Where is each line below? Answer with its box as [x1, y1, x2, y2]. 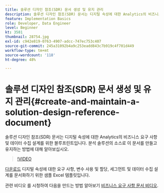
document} [5, 117, 52, 129]
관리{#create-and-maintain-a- [15, 96, 140, 107]
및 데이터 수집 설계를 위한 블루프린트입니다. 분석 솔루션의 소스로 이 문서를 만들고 [5, 140, 158, 146]
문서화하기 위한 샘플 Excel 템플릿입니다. [14, 172, 90, 178]
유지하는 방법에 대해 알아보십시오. [5, 146, 69, 152]
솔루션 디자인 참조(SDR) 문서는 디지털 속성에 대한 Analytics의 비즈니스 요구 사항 [5, 134, 158, 140]
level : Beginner [5, 25, 38, 30]
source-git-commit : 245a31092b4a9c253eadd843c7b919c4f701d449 [5, 43, 134, 48]
